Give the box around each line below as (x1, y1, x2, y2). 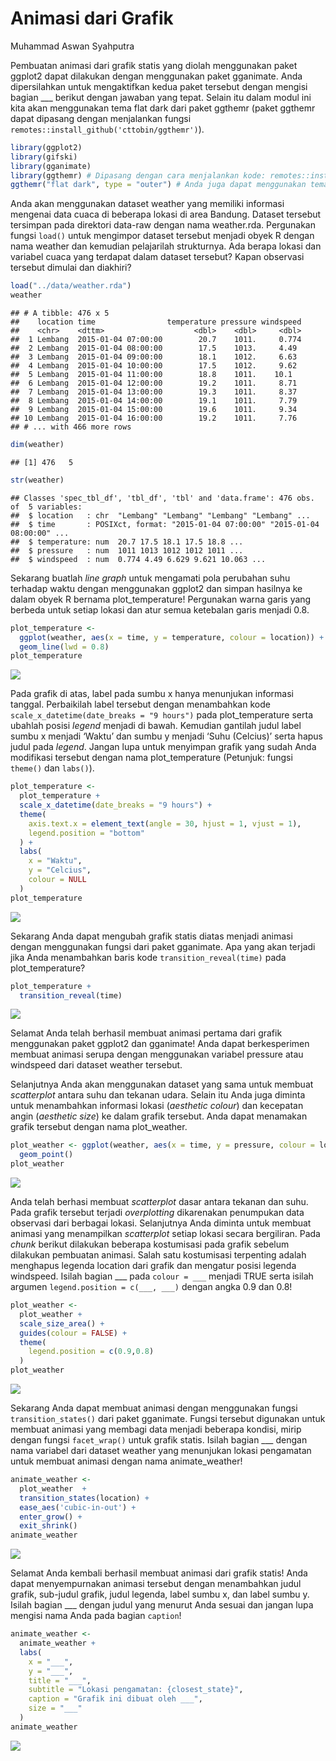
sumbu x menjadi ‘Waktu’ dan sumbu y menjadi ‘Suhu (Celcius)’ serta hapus (10, 730, 324, 742)
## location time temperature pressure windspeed (10, 317, 302, 327)
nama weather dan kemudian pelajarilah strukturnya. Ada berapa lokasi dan (10, 240, 322, 252)
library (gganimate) (10, 161, 92, 171)
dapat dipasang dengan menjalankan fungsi (10, 112, 192, 124)
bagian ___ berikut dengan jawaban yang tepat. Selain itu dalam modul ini (10, 91, 312, 103)
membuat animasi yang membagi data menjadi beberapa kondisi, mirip (10, 1423, 302, 1436)
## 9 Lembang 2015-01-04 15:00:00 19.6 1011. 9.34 (10, 405, 298, 415)
